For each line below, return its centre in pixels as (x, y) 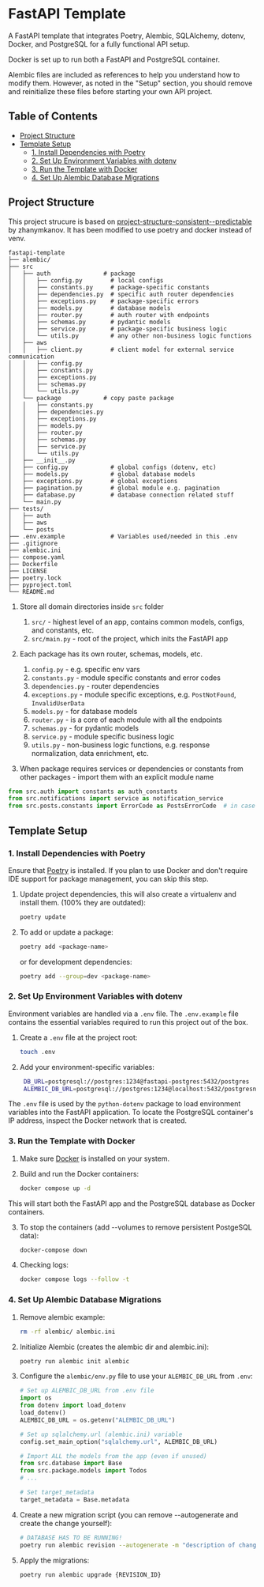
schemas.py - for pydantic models (85, 727)
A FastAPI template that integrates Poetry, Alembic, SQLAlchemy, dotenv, (127, 36)
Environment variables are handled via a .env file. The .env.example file (123, 1014)
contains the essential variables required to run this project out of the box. (128, 1022)
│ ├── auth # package (72, 274)
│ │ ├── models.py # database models (89, 308)
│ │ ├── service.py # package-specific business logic (117, 329)
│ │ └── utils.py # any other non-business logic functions (130, 336)
